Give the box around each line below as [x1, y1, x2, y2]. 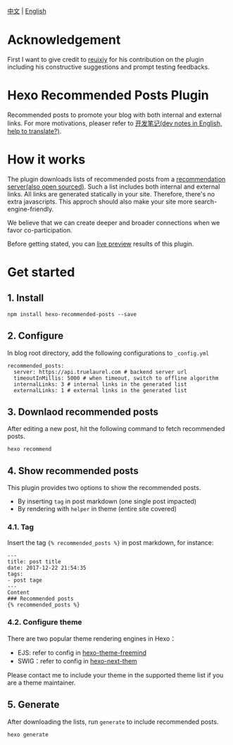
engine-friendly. [7, 204, 54, 213]
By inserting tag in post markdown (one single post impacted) [17, 497, 197, 506]
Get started [7, 264, 75, 280]
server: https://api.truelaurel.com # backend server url [13, 368, 188, 375]
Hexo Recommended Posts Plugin [7, 87, 209, 104]
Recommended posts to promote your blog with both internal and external [7, 111, 222, 119]
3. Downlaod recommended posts [7, 406, 158, 418]
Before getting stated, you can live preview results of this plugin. [7, 239, 194, 248]
